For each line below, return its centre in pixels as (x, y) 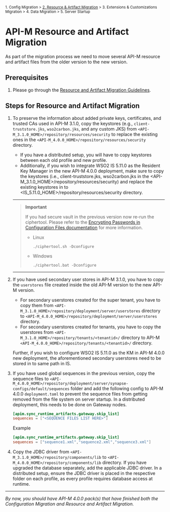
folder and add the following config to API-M (117, 388)
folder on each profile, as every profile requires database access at (82, 479)
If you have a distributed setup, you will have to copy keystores (86, 155)
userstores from (37, 332)
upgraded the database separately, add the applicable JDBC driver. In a (87, 468)
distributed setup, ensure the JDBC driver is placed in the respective (84, 474)
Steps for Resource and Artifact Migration (73, 106)
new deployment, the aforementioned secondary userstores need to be (87, 358)
